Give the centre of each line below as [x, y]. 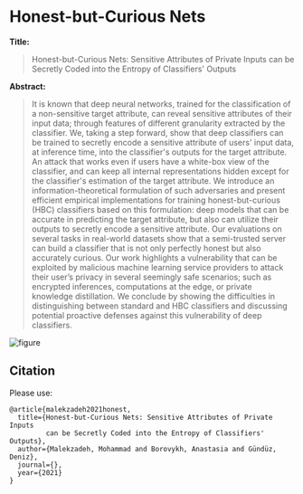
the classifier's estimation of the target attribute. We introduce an [153, 180]
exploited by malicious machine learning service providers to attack [157, 267]
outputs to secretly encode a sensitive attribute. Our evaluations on [156, 229]
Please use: [31, 393]
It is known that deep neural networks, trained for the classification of [161, 104]
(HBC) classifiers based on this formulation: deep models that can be [160, 209]
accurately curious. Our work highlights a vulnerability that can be [154, 257]
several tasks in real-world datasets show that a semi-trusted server [159, 238]
